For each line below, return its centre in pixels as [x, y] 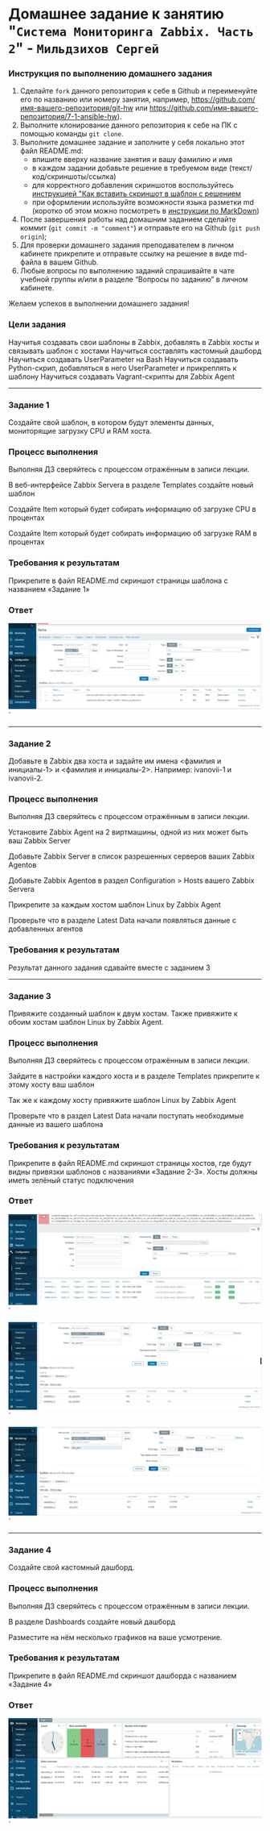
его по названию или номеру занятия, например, [105, 100]
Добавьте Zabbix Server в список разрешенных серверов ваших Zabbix [132, 856]
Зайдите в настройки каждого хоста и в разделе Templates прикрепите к [134, 1076]
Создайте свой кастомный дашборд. [72, 1567]
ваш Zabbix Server [39, 841]
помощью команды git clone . [72, 134]
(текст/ [241, 168]
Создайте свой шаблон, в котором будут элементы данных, [111, 422]
